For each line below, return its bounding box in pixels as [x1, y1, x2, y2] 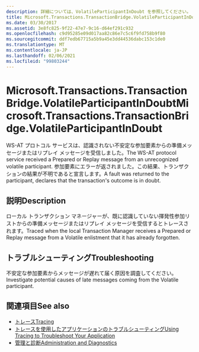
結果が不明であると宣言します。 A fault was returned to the [26, 170, 170, 178]
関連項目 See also [6, 301, 70, 311]
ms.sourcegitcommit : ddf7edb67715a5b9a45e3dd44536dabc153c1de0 [6, 36, 166, 42]
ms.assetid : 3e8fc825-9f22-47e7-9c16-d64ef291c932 [6, 25, 134, 31]
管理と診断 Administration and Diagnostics [14, 339, 117, 346]
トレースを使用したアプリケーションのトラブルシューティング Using [14, 325, 179, 332]
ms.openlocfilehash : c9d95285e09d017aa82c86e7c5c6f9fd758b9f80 [6, 31, 166, 37]
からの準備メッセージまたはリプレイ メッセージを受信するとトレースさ [16, 220, 189, 227]
